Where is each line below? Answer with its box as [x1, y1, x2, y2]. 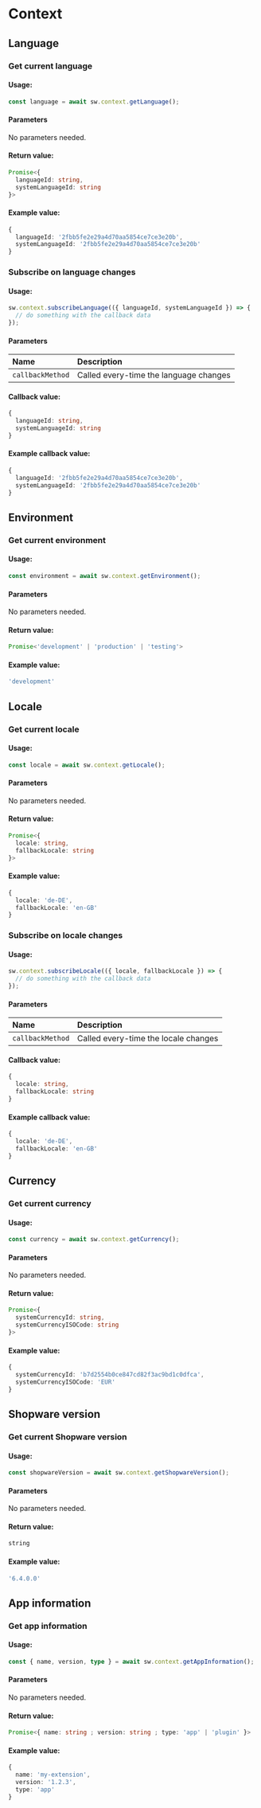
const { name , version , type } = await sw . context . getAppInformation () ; [8, 1658, 255, 1665]
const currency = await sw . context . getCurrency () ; [8, 1236, 180, 1244]
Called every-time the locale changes [76, 1033, 219, 1044]
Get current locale [8, 724, 80, 735]
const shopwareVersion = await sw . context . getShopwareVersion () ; [8, 1469, 229, 1477]
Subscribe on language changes [8, 267, 137, 278]
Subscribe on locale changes [8, 930, 123, 941]
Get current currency [8, 1197, 92, 1209]
